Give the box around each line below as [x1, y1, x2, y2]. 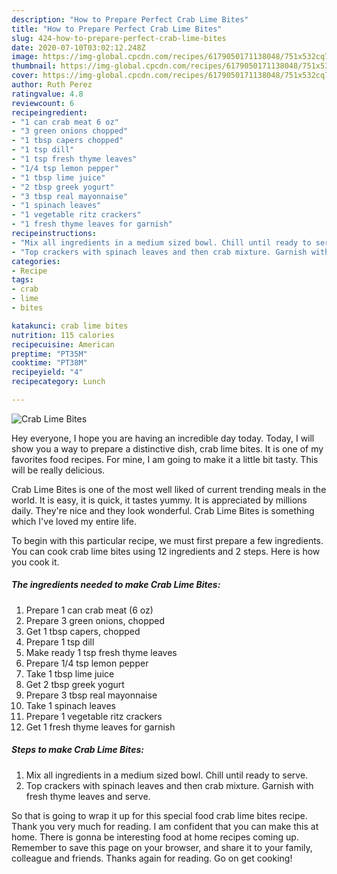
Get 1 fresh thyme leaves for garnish [25, 721, 176, 733]
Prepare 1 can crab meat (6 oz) [25, 604, 154, 616]
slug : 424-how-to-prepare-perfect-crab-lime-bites [11, 33, 227, 43]
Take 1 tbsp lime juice [25, 667, 115, 680]
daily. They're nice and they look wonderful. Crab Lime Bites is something [11, 504, 315, 516]
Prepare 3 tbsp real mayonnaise [25, 689, 158, 701]
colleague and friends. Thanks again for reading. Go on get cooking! [11, 852, 293, 864]
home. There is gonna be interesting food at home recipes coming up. [11, 831, 299, 843]
